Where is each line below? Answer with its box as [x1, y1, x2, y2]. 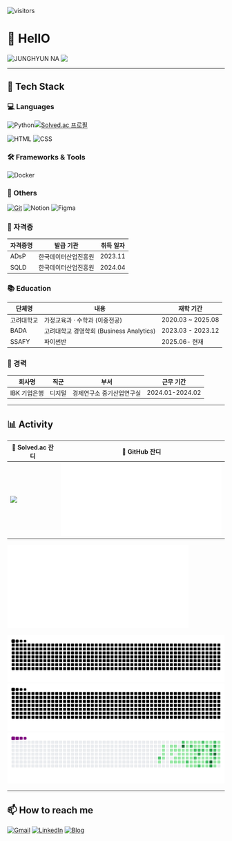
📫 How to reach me [7, 804, 94, 816]
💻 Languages [7, 101, 55, 111]
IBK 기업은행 [10, 389, 44, 397]
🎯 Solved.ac [11, 443, 47, 452]
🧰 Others [7, 188, 38, 197]
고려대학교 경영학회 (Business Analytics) [43, 327, 156, 335]
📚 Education [7, 283, 52, 293]
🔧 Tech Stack [7, 81, 65, 93]
